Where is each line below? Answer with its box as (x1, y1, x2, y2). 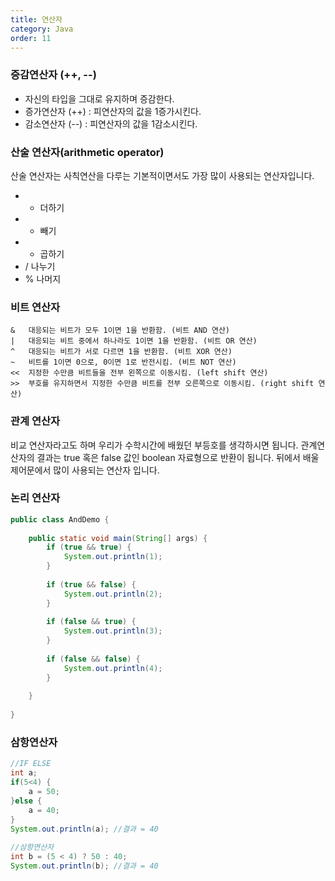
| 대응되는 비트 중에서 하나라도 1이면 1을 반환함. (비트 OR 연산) (10, 336, 258, 346)
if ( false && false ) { (46, 654, 141, 664)
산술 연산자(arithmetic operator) (10, 145, 165, 159)
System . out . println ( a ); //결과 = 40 (10, 824, 159, 834)
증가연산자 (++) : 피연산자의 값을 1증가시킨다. (24, 105, 202, 117)
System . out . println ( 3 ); (63, 626, 163, 636)
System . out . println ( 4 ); (63, 663, 163, 673)
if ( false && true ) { (46, 617, 137, 627)
